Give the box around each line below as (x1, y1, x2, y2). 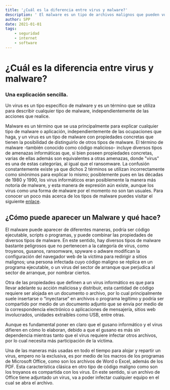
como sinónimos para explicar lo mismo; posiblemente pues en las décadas (5, 172, 163, 178)
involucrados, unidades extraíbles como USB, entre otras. (5, 312, 125, 318)
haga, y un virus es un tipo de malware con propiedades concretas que (5, 134, 154, 140)
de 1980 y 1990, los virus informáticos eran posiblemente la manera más (5, 177, 156, 183)
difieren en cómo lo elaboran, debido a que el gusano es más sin (5, 327, 140, 333)
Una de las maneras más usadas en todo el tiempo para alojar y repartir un (5, 347, 161, 354)
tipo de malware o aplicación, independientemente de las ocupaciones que (5, 129, 162, 135)
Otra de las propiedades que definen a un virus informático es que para (5, 280, 154, 286)
